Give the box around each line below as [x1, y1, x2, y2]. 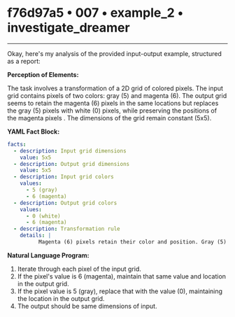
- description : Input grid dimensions [13, 147, 127, 155]
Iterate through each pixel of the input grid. [17, 265, 142, 273]
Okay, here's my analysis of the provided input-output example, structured [7, 49, 222, 57]
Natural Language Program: [7, 251, 90, 260]
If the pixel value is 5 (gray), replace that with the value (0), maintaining [17, 287, 222, 295]
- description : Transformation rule [13, 225, 120, 232]
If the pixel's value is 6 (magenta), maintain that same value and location [17, 272, 226, 281]
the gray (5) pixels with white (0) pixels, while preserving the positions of [7, 106, 218, 115]
